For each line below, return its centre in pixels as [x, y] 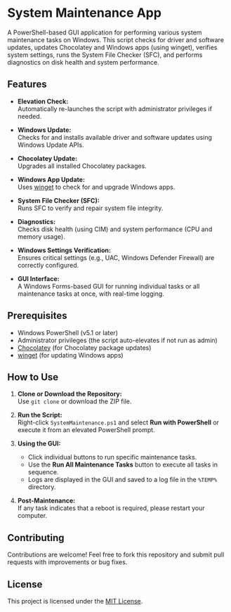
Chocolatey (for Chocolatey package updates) [84, 347]
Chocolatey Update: [47, 158]
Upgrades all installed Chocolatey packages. [82, 166]
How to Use [33, 377]
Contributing [36, 538]
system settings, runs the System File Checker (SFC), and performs [105, 55]
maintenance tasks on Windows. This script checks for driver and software [116, 39]
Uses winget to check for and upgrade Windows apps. [96, 187]
